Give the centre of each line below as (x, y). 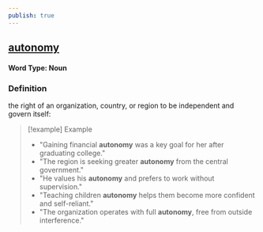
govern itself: (30, 114)
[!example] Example (60, 129)
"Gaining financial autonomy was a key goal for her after (131, 144)
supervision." (61, 186)
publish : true (32, 15)
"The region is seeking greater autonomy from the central (134, 161)
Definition (28, 88)
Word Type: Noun (38, 67)
